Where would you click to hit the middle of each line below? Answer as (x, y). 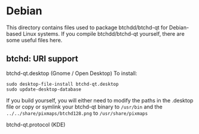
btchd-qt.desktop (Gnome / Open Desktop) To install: (72, 73)
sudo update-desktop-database (44, 89)
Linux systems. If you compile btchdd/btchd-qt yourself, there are (104, 33)
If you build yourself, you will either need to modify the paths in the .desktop (100, 100)
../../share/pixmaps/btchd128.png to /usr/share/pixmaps (77, 113)
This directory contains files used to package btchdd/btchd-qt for (87, 27)
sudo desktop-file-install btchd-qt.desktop (62, 84)
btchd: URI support (42, 59)
